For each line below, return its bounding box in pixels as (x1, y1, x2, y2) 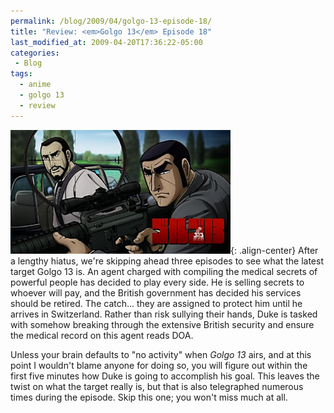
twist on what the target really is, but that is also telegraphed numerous (10, 380, 304, 392)
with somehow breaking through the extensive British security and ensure (10, 318, 315, 330)
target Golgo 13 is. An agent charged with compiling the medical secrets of (10, 265, 318, 277)
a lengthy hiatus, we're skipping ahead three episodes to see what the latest (10, 255, 324, 267)
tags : (10, 69, 33, 79)
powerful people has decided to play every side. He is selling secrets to (10, 276, 305, 288)
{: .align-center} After (230, 244, 319, 256)
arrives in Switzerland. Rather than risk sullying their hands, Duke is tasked (10, 308, 318, 320)
